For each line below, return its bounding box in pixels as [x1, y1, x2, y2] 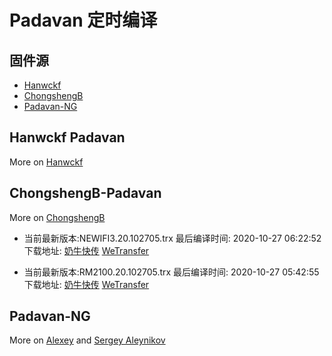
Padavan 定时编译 [9, 9, 158, 32]
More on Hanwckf [9, 156, 84, 168]
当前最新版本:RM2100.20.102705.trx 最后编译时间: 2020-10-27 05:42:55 [23, 266, 320, 278]
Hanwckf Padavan [9, 129, 126, 146]
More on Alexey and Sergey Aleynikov [9, 334, 166, 346]
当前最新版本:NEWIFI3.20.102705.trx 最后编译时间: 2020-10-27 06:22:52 [23, 232, 322, 244]
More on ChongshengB [9, 211, 106, 223]
